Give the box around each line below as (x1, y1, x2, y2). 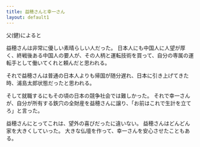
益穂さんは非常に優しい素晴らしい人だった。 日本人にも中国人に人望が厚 (6, 44, 186, 51)
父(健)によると (6, 31, 42, 39)
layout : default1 (6, 14, 50, 20)
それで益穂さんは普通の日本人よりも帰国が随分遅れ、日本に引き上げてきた (6, 72, 189, 79)
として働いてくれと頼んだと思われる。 (16, 59, 110, 66)
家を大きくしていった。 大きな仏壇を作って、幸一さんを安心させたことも (6, 127, 185, 134)
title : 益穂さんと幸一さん (6, 8, 66, 15)
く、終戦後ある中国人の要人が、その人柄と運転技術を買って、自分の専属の (6, 51, 189, 59)
